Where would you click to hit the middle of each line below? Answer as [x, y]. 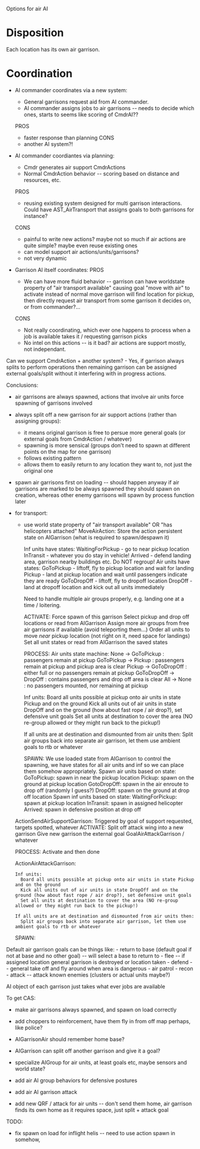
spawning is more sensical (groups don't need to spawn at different [107, 445]
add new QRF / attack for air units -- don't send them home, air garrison [103, 1103]
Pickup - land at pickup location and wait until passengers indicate [106, 574]
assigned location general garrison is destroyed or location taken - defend [98, 962]
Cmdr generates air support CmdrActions [75, 167]
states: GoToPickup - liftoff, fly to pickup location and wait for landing [109, 568]
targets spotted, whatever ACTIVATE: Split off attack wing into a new [99, 827]
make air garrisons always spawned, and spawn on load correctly [96, 1009]
